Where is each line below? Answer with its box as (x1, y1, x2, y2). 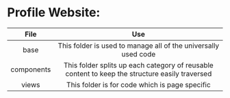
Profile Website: (7, 5, 101, 20)
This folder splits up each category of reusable (63, 60, 214, 69)
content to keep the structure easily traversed (64, 69, 212, 78)
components (10, 65, 51, 74)
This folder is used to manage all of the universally (57, 41, 220, 50)
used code (121, 49, 156, 59)
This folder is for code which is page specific (66, 80, 211, 89)
